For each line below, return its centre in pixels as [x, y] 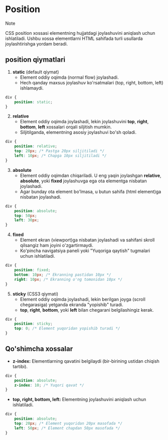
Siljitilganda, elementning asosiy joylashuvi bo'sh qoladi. [78, 132]
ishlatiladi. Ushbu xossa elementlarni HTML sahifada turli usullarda [74, 38]
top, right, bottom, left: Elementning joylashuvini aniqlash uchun [79, 400]
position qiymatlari [35, 60]
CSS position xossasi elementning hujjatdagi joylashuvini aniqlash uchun [80, 33]
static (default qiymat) [36, 72]
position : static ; [33, 102]
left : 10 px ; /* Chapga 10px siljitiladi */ [61, 156]
